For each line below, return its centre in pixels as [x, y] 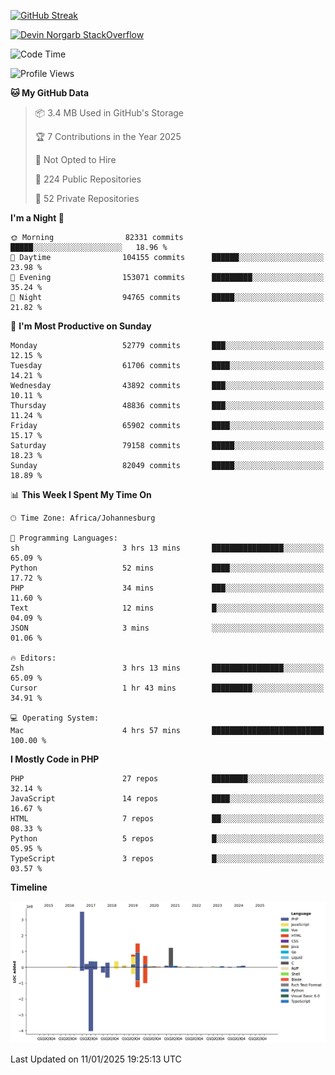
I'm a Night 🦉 [37, 218]
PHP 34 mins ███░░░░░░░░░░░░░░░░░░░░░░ [167, 588]
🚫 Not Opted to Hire [75, 159]
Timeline [29, 887]
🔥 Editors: [33, 658]
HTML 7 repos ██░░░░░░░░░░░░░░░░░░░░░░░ [167, 819]
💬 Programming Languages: [64, 538]
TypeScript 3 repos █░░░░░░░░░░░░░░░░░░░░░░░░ [167, 859]
